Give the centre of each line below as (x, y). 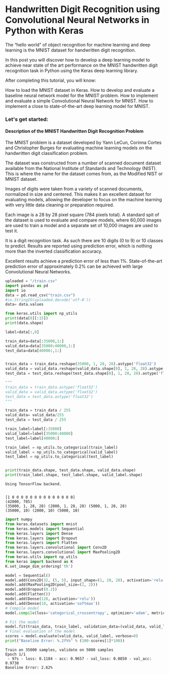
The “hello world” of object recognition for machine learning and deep (78, 44)
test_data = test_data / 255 (36, 420)
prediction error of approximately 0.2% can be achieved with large (74, 266)
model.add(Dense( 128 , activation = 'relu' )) (50, 599)
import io (16, 290)
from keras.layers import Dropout (41, 538)
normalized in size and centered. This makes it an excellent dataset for (78, 194)
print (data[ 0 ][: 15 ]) (27, 318)
